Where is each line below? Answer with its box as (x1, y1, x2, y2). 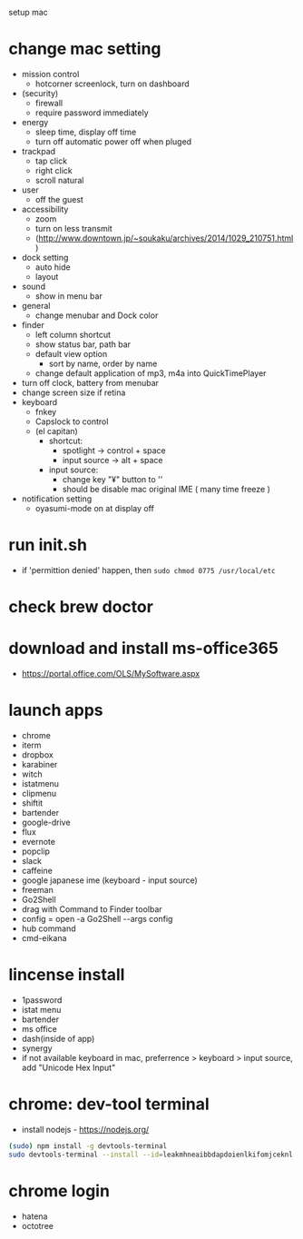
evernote (21, 836, 56, 847)
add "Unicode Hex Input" (21, 1062, 116, 1073)
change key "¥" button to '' (62, 473, 163, 484)
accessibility (21, 203, 69, 214)
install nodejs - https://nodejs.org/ (21, 1124, 150, 1135)
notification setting (21, 493, 93, 504)
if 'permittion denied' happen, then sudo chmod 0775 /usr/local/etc (21, 564, 276, 575)
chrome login (8, 1180, 111, 1201)
